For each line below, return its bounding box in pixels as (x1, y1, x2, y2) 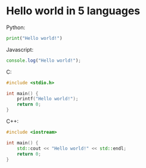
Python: (6, 24, 26, 31)
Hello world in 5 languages (6, 4, 141, 18)
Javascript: (6, 46, 34, 53)
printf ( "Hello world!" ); (17, 96, 79, 102)
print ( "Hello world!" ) (6, 35, 63, 41)
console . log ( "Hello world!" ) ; (6, 58, 82, 64)
